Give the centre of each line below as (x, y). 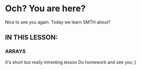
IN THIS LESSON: (31, 37)
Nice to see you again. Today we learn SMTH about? (58, 22)
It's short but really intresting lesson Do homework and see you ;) (71, 62)
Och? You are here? (45, 9)
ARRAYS (15, 51)
